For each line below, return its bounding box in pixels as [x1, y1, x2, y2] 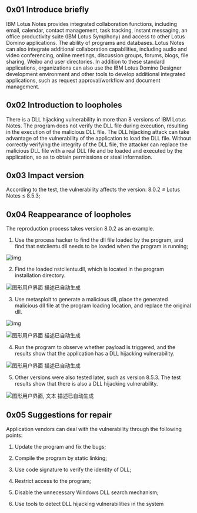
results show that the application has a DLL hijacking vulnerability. [14, 350, 175, 357]
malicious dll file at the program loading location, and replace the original [14, 302, 192, 309]
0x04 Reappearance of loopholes [6, 209, 131, 219]
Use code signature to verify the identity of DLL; [14, 466, 132, 473]
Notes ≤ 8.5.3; [6, 192, 41, 199]
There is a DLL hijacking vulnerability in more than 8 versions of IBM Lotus [6, 116, 186, 123]
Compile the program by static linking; [14, 455, 108, 462]
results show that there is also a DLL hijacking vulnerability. [14, 380, 158, 387]
